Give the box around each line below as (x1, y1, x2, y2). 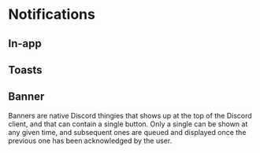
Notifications (8, 5, 96, 24)
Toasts (8, 63, 43, 76)
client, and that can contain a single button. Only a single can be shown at (8, 119, 248, 129)
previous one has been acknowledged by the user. (8, 136, 173, 145)
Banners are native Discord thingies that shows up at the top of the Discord (8, 111, 252, 120)
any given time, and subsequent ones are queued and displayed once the (8, 127, 247, 137)
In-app (8, 37, 42, 50)
